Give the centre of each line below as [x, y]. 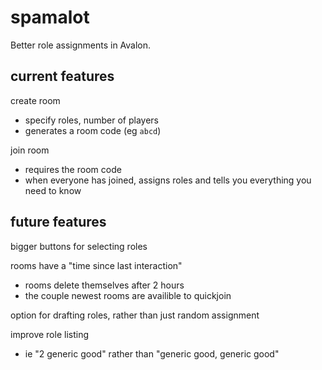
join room [30, 150]
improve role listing [50, 334]
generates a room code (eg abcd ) [93, 130]
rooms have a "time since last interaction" [96, 265]
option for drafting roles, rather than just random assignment [135, 315]
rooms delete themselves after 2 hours [104, 285]
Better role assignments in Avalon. [81, 45]
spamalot [50, 17]
